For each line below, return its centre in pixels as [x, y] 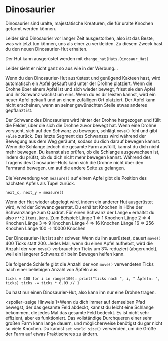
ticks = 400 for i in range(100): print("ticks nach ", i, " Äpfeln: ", [83, 278]
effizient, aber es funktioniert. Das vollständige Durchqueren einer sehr [78, 318]
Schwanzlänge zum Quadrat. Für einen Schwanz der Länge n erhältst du [80, 212]
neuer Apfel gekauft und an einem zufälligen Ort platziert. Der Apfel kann [81, 100]
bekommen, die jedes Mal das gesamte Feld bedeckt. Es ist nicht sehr [77, 312]
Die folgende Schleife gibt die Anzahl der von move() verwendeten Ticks [80, 264]
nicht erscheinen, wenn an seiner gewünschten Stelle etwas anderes [76, 105]
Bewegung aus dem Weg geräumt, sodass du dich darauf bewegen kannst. [83, 141]
